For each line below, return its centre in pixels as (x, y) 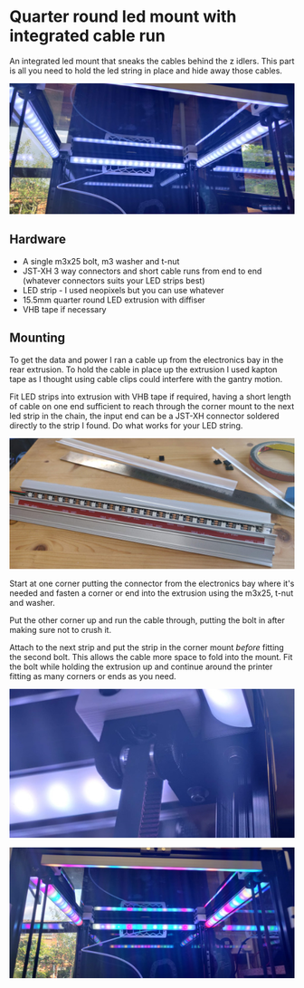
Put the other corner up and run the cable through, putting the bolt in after (147, 620)
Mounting (38, 338)
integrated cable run (87, 36)
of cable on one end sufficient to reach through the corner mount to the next (152, 406)
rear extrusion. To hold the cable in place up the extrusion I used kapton (143, 369)
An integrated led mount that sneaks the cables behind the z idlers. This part (152, 61)
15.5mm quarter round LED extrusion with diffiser (114, 300)
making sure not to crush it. (60, 629)
